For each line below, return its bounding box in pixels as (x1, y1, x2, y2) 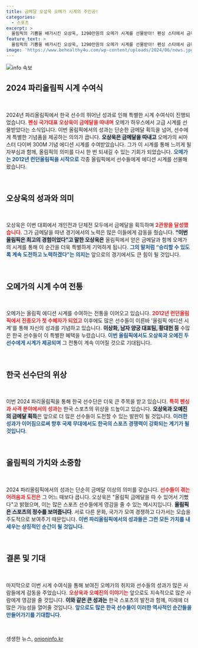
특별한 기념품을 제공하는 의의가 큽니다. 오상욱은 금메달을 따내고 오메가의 (12, 133, 177, 141)
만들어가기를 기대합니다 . (6, 611, 62, 618)
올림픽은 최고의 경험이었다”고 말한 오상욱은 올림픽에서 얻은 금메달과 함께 (6, 236, 172, 243)
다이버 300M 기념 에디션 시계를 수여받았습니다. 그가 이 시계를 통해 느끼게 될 (16, 141, 192, 148)
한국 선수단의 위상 (6, 370, 67, 380)
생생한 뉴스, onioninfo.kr (6, 635, 64, 642)
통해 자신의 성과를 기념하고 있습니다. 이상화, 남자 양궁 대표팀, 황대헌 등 (18, 324, 180, 331)
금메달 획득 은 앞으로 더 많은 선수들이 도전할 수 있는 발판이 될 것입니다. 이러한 (12, 413, 187, 419)
